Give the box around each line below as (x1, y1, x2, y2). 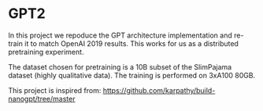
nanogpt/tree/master (8, 94, 76, 103)
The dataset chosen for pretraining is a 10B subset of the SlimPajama (8, 62, 232, 71)
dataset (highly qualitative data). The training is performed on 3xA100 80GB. (8, 70, 256, 80)
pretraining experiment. (8, 47, 84, 56)
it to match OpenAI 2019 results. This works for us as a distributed (24, 38, 239, 48)
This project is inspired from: (8, 85, 102, 95)
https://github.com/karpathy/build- (102, 85, 216, 95)
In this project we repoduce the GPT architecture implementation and (8, 30, 232, 40)
